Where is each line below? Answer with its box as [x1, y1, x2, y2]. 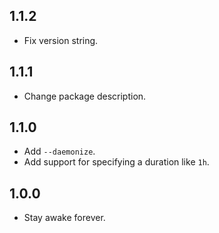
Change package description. [23, 90, 147, 102]
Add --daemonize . [23, 145, 96, 158]
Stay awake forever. [23, 212, 106, 224]
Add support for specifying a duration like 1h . [23, 156, 210, 168]
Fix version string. [23, 34, 99, 46]
